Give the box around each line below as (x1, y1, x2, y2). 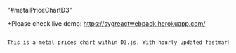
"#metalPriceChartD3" (7, 6, 72, 14)
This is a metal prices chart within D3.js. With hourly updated (7, 39, 202, 46)
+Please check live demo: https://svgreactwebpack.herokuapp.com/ (7, 20, 206, 27)
